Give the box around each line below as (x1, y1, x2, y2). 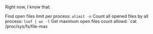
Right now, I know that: (5, 4, 51, 10)
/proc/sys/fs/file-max (5, 23, 48, 29)
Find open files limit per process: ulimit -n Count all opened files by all (5, 13, 149, 19)
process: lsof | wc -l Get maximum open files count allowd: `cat (5, 19, 137, 24)
